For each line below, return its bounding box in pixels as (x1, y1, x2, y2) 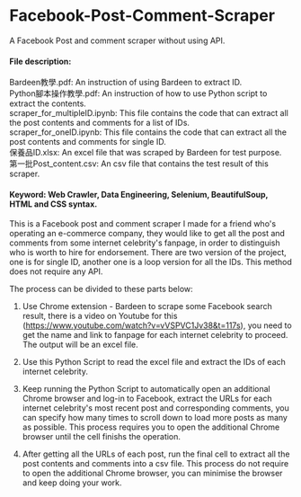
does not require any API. (9, 266, 103, 277)
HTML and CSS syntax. (9, 199, 98, 209)
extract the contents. (9, 98, 87, 109)
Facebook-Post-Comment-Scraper (9, 5, 276, 26)
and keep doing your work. (22, 477, 123, 488)
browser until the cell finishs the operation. (22, 431, 181, 442)
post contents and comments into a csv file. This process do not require (22, 458, 289, 469)
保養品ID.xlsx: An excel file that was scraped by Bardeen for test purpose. (9, 147, 282, 158)
